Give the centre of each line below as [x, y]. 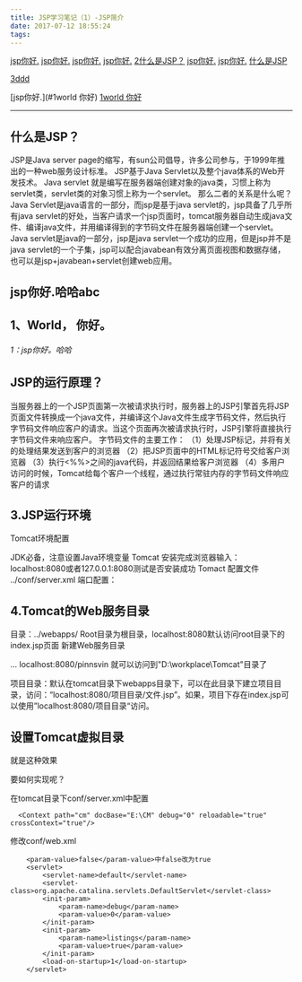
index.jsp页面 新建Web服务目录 [68, 646]
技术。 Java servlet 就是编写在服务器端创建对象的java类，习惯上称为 [144, 182]
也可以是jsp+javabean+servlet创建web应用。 [94, 261]
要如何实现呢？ [38, 779]
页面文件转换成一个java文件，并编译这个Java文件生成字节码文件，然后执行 [148, 417]
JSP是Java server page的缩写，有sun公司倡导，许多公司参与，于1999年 [144, 160]
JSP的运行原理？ [57, 382]
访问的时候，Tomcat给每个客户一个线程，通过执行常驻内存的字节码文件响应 [150, 473]
